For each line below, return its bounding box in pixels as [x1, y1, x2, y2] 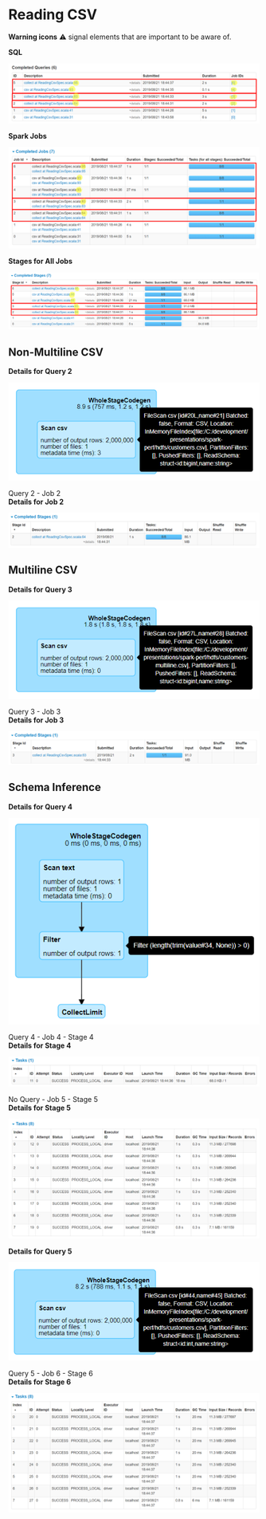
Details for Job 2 [8, 497, 65, 507]
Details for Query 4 [8, 801, 73, 811]
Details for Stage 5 [8, 1103, 72, 1112]
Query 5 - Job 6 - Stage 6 [8, 1368, 93, 1378]
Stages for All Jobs [8, 256, 73, 266]
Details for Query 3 [8, 584, 73, 594]
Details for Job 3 [8, 715, 65, 725]
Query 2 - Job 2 [8, 489, 61, 498]
